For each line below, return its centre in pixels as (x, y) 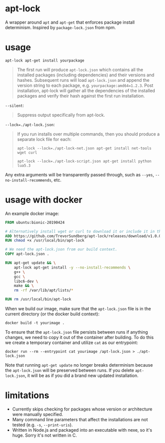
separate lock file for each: (44, 139)
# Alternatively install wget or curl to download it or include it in (80, 231)
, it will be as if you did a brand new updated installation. (82, 375)
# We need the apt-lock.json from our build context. (61, 249)
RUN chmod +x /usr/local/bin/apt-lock (45, 240)
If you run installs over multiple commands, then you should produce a (88, 134)
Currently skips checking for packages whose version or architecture (82, 409)
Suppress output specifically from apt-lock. (61, 115)
